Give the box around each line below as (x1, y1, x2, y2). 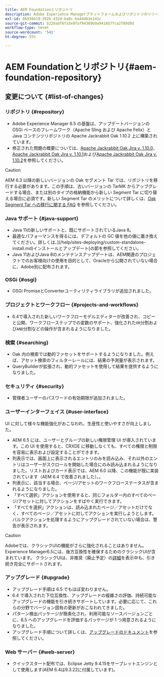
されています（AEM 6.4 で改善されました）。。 (12, 474, 103, 479)
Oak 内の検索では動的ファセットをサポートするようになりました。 (12, 351, 145, 357)
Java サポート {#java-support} (5, 215, 79, 222)
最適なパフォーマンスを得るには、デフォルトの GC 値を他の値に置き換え (12, 233, 158, 239)
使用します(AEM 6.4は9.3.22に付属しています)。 (20, 667, 118, 673)
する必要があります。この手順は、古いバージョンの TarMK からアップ (9, 183, 149, 189)
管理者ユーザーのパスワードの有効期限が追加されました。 (12, 395, 128, 401)
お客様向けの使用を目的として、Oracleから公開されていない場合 (29, 258, 158, 264)
